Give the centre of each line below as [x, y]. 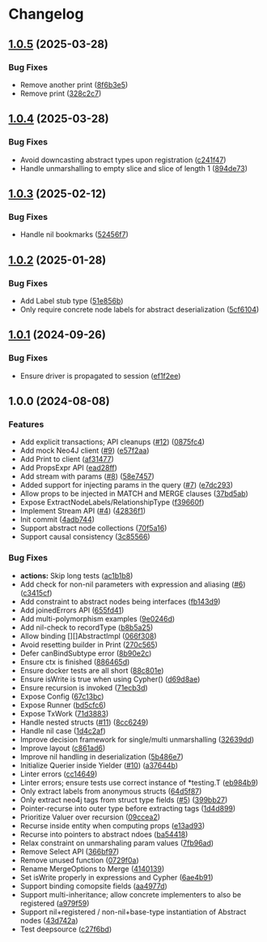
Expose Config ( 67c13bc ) [62, 696]
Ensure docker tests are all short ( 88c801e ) [92, 670]
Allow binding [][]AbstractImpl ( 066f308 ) [88, 636]
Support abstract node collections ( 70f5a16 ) [93, 528]
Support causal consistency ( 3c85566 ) [85, 537]
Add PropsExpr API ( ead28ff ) [68, 468]
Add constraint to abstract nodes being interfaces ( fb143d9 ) [120, 601]
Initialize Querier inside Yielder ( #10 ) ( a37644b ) [99, 765]
